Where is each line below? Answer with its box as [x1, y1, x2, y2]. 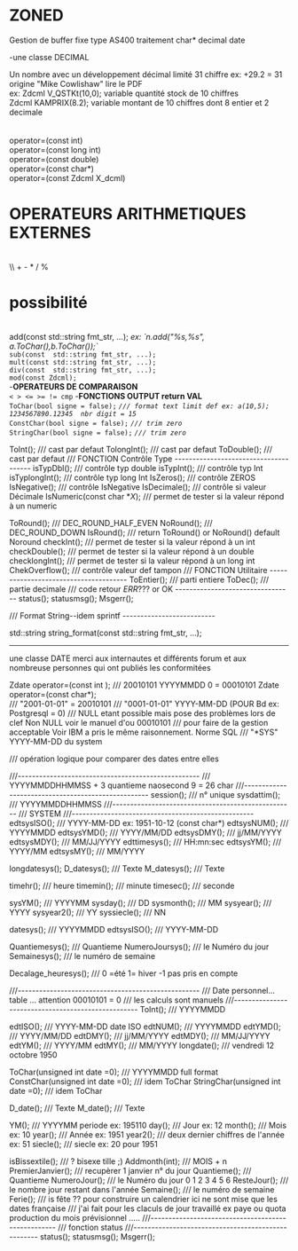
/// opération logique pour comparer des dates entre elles [9, 753, 219, 764]
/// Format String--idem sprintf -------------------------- [9, 610, 216, 621]
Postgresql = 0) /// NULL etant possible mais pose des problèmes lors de [9, 707, 277, 719]
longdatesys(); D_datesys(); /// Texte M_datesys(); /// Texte [9, 862, 225, 874]
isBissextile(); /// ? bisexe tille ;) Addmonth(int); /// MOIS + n [9, 1155, 228, 1167]
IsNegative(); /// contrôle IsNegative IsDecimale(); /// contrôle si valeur [9, 481, 267, 492]
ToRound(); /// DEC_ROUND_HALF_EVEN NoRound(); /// [9, 517, 213, 528]
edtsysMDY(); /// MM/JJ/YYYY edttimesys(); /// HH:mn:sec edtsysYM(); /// [9, 836, 282, 847]
